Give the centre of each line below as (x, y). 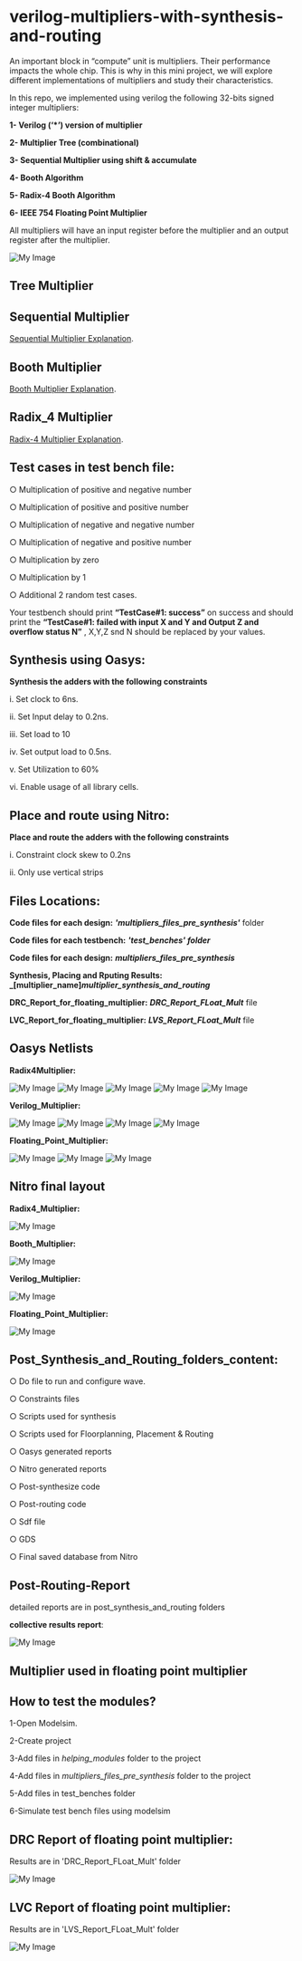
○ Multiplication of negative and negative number (102, 524)
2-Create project (41, 1741)
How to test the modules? (83, 1701)
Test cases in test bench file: (92, 468)
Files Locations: (55, 901)
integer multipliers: (44, 107)
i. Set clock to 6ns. (44, 699)
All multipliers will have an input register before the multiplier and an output (149, 230)
